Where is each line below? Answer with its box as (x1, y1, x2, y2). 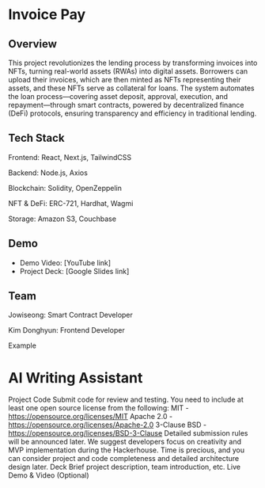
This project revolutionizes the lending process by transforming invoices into (8, 58, 258, 67)
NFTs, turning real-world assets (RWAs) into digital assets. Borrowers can (8, 67, 248, 76)
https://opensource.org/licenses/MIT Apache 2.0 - (8, 412, 172, 421)
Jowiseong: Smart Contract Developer (8, 311, 133, 320)
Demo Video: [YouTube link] (19, 257, 112, 267)
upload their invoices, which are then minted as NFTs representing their (8, 75, 241, 84)
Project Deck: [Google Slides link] (19, 266, 130, 276)
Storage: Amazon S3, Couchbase (8, 214, 117, 223)
